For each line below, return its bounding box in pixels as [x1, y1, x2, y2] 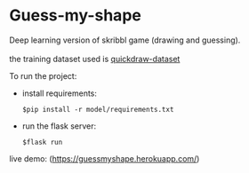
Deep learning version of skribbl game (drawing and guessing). [9, 35, 241, 45]
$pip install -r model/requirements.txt [21, 105, 174, 114]
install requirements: [21, 88, 98, 98]
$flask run [21, 138, 63, 146]
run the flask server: [21, 121, 97, 131]
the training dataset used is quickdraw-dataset [9, 53, 181, 64]
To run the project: [9, 70, 77, 81]
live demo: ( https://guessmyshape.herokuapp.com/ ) [9, 153, 200, 164]
